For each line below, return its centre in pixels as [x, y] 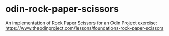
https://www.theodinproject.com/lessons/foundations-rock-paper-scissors [85, 28]
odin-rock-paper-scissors [62, 9]
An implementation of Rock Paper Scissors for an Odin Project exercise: [81, 23]
